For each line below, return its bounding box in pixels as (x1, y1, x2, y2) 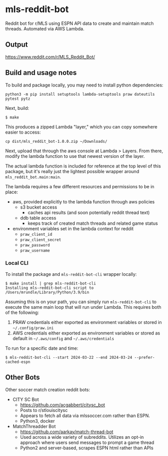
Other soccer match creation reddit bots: (5, 386, 90, 393)
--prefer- (134, 355, 155, 360)
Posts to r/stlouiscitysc (20, 407, 68, 413)
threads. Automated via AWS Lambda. (5, 25, 85, 31)
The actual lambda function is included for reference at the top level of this (5, 163, 161, 169)
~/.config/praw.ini (12, 325, 54, 330)
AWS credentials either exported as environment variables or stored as (12, 330, 160, 336)
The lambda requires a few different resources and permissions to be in (5, 183, 154, 189)
